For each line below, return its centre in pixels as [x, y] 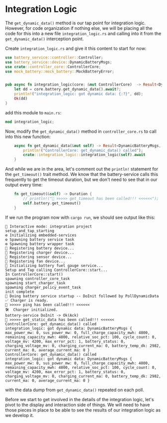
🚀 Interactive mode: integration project [49, 226]
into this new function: [28, 136]
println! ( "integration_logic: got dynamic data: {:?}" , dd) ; [79, 94]
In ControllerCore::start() [34, 274]
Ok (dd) [21, 99]
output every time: [24, 185]
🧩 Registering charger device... [40, 253]
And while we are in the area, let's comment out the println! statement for [82, 169]
